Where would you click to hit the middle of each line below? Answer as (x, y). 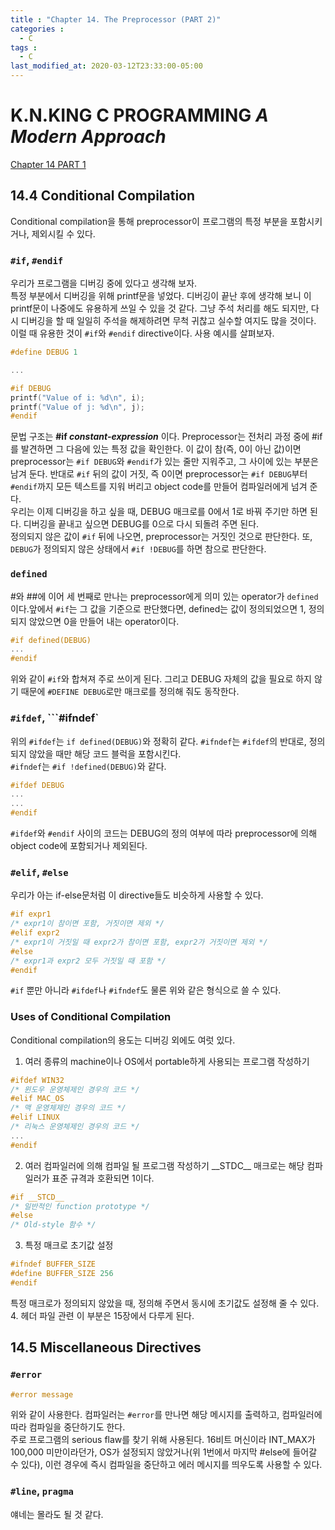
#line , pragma (42, 1491)
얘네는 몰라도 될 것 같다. (57, 1514)
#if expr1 (31, 914)
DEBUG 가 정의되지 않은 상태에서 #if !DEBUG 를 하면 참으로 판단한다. (138, 549)
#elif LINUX (35, 1117)
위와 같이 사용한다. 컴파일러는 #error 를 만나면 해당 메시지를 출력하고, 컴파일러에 (166, 1415)
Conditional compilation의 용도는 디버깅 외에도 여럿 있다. (123, 1040)
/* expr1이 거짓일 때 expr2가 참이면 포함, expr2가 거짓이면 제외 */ (139, 942)
